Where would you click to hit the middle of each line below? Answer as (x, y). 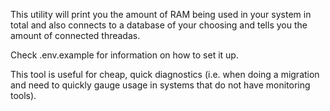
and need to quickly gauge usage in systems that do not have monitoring (160, 85)
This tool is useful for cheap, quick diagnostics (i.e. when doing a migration (165, 74)
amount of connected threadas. (75, 35)
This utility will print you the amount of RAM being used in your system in (161, 14)
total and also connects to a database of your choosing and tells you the (159, 25)
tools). (23, 95)
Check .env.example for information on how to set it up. (124, 55)
